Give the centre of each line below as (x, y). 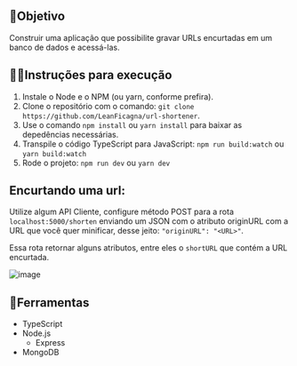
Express (50, 343)
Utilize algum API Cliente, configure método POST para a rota (121, 212)
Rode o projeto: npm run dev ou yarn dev (96, 163)
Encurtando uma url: (68, 191)
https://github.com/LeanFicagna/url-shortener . (111, 115)
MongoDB (40, 353)
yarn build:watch (54, 154)
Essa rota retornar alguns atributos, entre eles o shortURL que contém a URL (148, 248)
